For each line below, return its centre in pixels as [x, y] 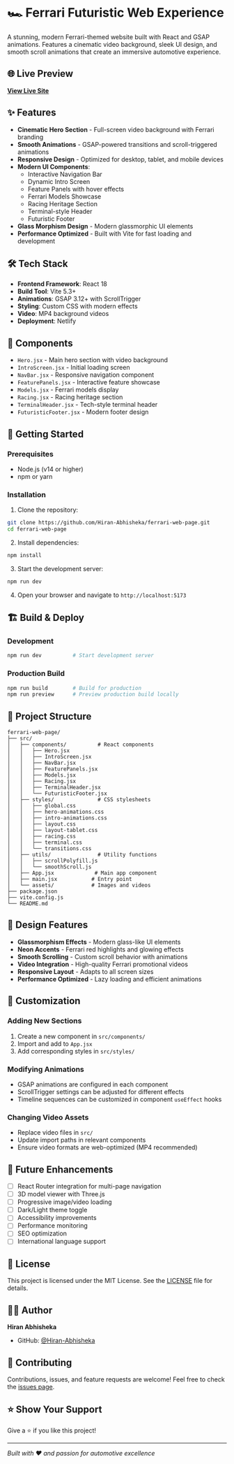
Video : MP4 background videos [63, 314]
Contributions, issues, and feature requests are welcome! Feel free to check [116, 1379]
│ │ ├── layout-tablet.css [53, 831]
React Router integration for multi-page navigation [89, 1186]
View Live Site [28, 90]
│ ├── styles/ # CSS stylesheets [79, 800]
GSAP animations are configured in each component [93, 1084]
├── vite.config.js [36, 898]
